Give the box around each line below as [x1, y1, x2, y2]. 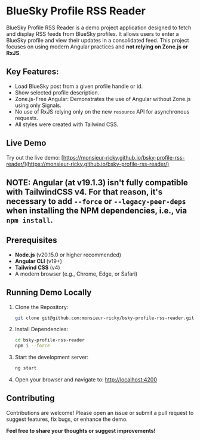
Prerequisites [6, 235, 57, 246]
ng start [14, 365, 37, 371]
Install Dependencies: [14, 326, 69, 333]
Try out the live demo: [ [6, 154, 64, 161]
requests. [14, 114, 39, 121]
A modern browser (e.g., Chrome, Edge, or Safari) [14, 270, 138, 277]
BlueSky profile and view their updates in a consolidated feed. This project [6, 36, 189, 44]
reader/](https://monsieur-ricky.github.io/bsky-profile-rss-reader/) [6, 160, 170, 167]
